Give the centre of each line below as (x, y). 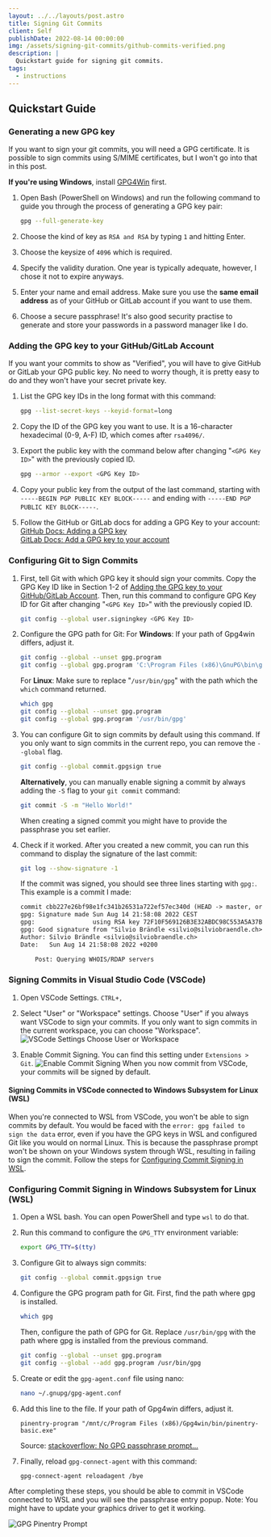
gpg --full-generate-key (62, 221)
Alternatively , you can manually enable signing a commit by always (133, 781)
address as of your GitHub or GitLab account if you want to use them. (136, 301)
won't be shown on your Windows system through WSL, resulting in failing (132, 1152)
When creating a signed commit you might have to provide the (123, 820)
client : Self (30, 31)
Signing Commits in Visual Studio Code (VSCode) (107, 980)
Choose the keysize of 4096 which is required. (96, 252)
